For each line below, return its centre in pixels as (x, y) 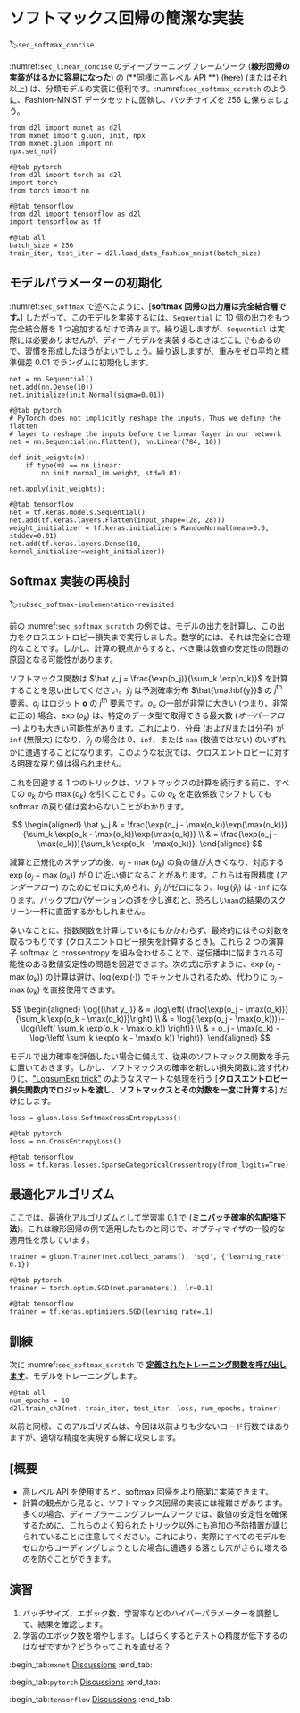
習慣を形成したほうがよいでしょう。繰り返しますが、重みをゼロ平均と (153, 351)
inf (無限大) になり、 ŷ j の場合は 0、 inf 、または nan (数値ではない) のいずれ (148, 741)
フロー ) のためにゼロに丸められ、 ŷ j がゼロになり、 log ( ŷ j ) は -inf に (156, 889)
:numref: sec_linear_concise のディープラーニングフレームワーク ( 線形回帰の (150, 66)
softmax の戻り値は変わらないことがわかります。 (99, 806)
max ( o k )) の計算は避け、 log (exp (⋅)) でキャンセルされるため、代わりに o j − (146, 978)
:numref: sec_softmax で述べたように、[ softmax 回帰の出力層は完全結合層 (144, 306)
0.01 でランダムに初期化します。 (94, 362)
